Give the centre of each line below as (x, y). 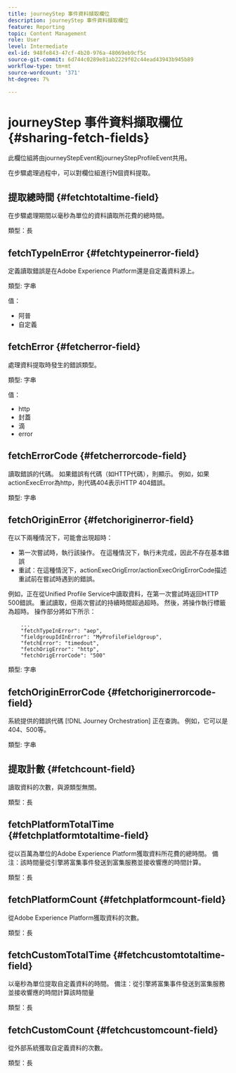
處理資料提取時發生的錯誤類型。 (54, 365)
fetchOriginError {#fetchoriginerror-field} (101, 520)
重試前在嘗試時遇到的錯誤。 (58, 579)
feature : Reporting (37, 27)
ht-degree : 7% (29, 79)
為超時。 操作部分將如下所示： (52, 612)
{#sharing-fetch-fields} (79, 137)
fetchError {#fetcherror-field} (74, 347)
